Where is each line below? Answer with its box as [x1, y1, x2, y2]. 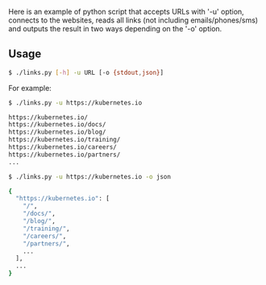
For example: [8, 83, 52, 93]
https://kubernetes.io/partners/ [8, 151, 121, 159]
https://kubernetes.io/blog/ [8, 128, 106, 136]
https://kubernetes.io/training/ [8, 136, 121, 144]
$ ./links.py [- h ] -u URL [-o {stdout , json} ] [8, 68, 164, 76]
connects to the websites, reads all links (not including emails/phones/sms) [8, 15, 259, 25]
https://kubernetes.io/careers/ [8, 143, 117, 151]
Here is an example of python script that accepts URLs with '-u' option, [8, 7, 244, 16]
